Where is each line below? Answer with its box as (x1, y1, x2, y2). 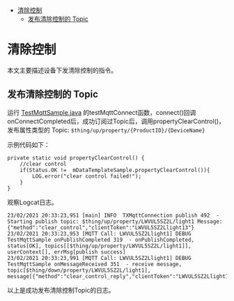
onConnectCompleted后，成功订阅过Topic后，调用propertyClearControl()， (7, 117, 225, 125)
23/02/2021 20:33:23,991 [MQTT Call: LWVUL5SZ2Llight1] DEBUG (7, 254, 192, 261)
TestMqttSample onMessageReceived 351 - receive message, (7, 261, 182, 268)
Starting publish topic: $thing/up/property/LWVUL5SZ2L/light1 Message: (7, 218, 223, 225)
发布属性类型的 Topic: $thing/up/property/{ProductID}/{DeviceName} (7, 125, 205, 134)
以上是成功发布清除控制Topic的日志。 (7, 286, 115, 294)
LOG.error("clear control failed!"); (32, 173, 141, 180)
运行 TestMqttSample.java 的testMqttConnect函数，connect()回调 (7, 108, 196, 116)
